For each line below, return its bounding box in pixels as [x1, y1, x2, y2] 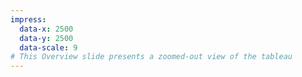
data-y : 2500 [19, 33, 74, 43]
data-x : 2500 [19, 24, 74, 34]
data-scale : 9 [19, 42, 78, 53]
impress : [10, 14, 47, 25]
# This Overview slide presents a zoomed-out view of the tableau [10, 52, 293, 62]
